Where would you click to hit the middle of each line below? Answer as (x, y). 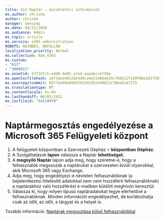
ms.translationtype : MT (29, 87)
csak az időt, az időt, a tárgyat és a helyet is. (57, 202)
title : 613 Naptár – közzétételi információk (52, 10)
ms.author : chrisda (25, 14)
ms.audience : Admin (25, 32)
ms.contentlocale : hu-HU (30, 92)
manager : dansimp (23, 23)
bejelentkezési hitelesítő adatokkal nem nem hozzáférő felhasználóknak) (85, 181)
